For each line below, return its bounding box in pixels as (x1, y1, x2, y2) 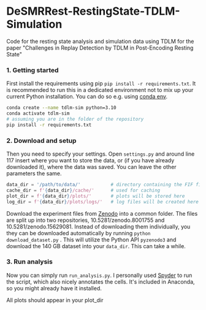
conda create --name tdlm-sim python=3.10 (6, 105, 116, 111)
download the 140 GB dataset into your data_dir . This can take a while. (6, 242, 186, 249)
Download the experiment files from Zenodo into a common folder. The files (6, 210, 198, 217)
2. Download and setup (6, 136, 77, 145)
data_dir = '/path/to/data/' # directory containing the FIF (6, 182, 193, 188)
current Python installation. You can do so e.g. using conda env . (6, 93, 168, 100)
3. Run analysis (6, 257, 53, 266)
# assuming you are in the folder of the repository (6, 116, 144, 122)
